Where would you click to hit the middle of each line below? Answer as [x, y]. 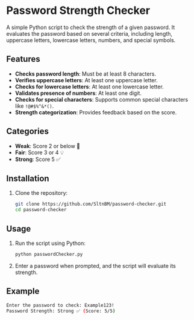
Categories [28, 132]
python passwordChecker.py [49, 254]
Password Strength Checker [78, 11]
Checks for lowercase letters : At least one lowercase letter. [89, 87]
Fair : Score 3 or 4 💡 [39, 152]
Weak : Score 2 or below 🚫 [47, 146]
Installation [28, 178]
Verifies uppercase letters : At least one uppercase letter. [86, 80]
